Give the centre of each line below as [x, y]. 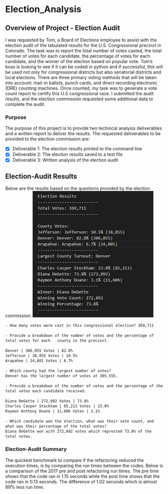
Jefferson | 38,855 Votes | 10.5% [41, 356]
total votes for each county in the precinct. [57, 341]
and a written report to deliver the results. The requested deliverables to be [83, 134]
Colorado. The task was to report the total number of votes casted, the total [83, 51]
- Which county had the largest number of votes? [58, 371]
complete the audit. [25, 104]
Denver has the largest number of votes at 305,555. [62, 376]
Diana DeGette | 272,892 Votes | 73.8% [47, 401]
